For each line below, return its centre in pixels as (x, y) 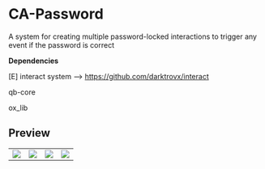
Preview (30, 133)
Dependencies (34, 61)
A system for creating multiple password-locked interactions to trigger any (133, 36)
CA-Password (56, 14)
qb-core (22, 92)
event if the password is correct (62, 44)
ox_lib (18, 108)
